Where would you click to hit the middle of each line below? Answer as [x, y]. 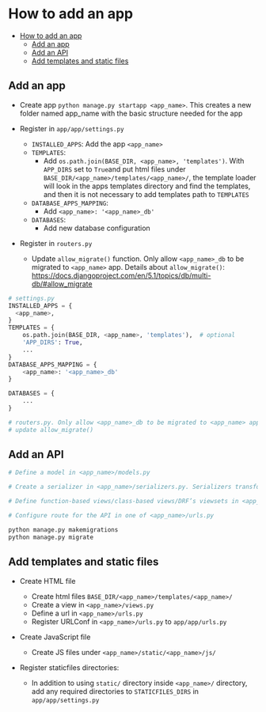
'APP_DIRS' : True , [53, 343]
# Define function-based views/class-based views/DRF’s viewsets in [123, 502]
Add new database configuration [97, 228]
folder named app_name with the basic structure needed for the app [131, 113]
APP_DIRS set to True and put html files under [114, 169]
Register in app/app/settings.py [72, 128]
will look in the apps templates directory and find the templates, [147, 186]
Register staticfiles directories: [69, 667]
